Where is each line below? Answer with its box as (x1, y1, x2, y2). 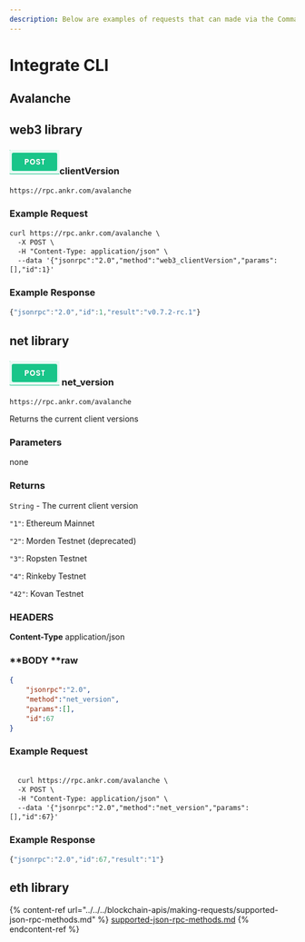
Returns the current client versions (9, 413, 139, 424)
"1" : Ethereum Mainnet (9, 518, 95, 529)
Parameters (9, 436, 62, 449)
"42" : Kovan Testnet (9, 588, 84, 599)
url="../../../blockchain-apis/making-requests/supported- (67, 904, 279, 915)
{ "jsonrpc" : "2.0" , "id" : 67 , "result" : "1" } (9, 855, 165, 865)
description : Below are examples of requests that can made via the (9, 15, 274, 24)
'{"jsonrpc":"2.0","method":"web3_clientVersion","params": (45, 256, 279, 265)
